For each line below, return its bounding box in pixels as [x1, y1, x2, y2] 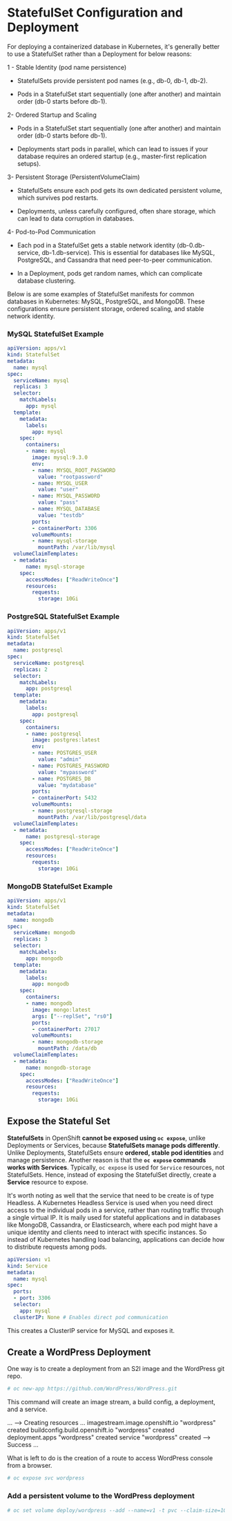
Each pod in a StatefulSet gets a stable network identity [17, 240, 176, 249]
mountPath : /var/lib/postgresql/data [37, 813, 147, 820]
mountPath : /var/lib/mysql [37, 544, 116, 551]
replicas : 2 [13, 665, 48, 673]
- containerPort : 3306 [32, 525, 97, 531]
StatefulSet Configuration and [7, 5, 183, 21]
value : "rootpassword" [37, 473, 104, 480]
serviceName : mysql [13, 377, 70, 384]
